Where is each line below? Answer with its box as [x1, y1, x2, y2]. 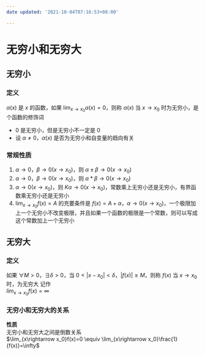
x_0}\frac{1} [147, 335, 178, 343]
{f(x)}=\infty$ [6, 342, 40, 349]
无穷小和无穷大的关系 [6, 305, 69, 314]
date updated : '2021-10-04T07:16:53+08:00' [6, 9, 119, 15]
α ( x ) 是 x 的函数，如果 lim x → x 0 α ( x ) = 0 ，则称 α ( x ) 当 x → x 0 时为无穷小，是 [6, 103, 199, 113]
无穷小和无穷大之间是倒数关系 [6, 329, 81, 336]
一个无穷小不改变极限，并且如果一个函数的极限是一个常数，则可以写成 [20, 209, 198, 217]
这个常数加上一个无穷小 [15, 217, 75, 224]
